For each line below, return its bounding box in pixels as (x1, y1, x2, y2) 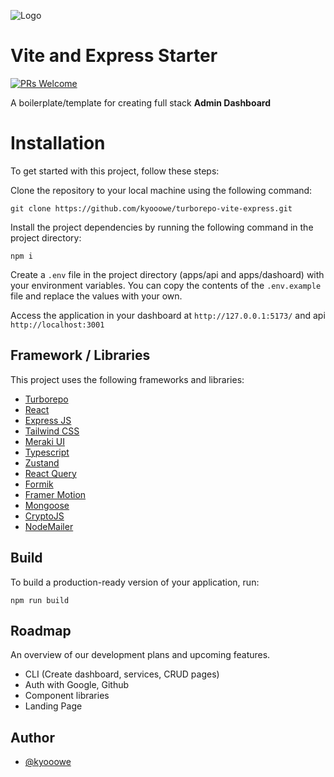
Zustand (24, 456, 60, 469)
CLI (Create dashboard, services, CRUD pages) (24, 668, 220, 680)
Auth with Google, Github (24, 679, 130, 691)
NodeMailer (24, 520, 74, 532)
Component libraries (24, 690, 110, 702)
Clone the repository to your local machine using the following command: (10, 184, 313, 196)
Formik (24, 478, 54, 490)
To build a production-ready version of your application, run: (10, 576, 260, 588)
